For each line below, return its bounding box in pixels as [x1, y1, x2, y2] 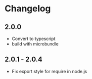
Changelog [4, 3, 51, 14]
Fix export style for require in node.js [11, 68, 87, 74]
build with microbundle [11, 41, 59, 47]
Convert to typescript [11, 36, 55, 41]
